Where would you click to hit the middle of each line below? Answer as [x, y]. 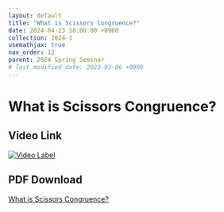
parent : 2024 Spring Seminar [56, 60]
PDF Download [45, 180]
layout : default [35, 15]
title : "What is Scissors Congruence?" [74, 23]
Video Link [35, 136]
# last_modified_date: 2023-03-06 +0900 [76, 67]
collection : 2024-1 [41, 38]
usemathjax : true [37, 45]
